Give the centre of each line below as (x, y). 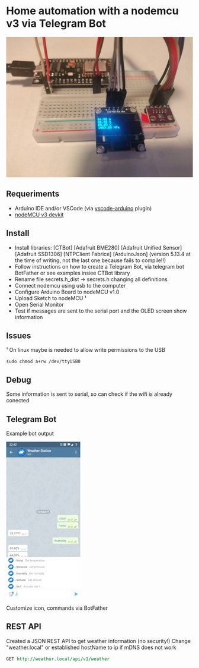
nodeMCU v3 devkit (39, 215)
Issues (19, 335)
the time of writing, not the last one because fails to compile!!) (90, 260)
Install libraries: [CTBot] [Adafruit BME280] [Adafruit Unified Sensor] (98, 247)
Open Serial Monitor (39, 304)
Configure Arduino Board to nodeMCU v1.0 (67, 292)
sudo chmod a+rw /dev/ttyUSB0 (44, 362)
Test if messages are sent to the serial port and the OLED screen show (101, 311)
